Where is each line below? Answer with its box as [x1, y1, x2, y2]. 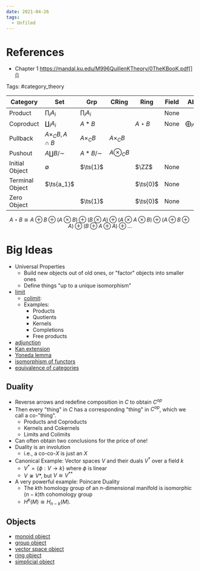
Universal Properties [14, 263, 65, 270]
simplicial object [14, 558, 55, 565]
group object [14, 539, 46, 546]
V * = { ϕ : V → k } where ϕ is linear [23, 463, 107, 472]
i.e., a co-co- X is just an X [23, 450, 88, 457]
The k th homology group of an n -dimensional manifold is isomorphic [23, 485, 192, 492]
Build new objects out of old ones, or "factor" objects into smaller [23, 269, 185, 277]
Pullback [9, 135, 34, 143]
